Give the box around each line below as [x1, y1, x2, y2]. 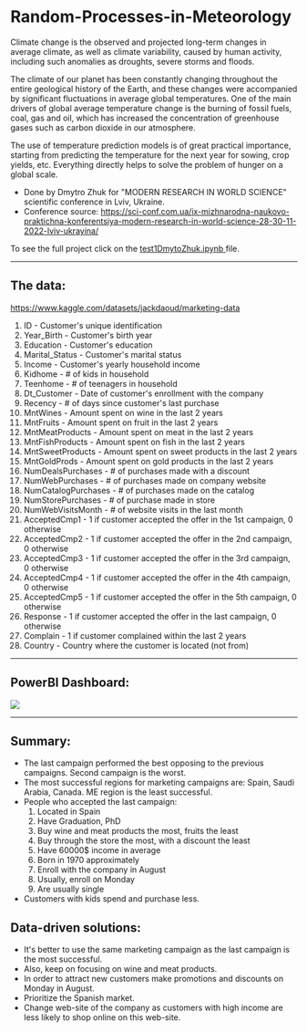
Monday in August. [23, 983, 95, 994]
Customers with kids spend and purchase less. [23, 893, 200, 904]
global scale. [10, 169, 58, 180]
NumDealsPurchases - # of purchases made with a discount [23, 465, 250, 476]
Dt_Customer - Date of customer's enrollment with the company [23, 388, 264, 399]
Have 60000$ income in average [36, 845, 161, 856]
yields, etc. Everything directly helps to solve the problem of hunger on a [10, 159, 283, 170]
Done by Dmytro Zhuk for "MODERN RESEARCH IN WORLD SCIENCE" [23, 186, 288, 197]
